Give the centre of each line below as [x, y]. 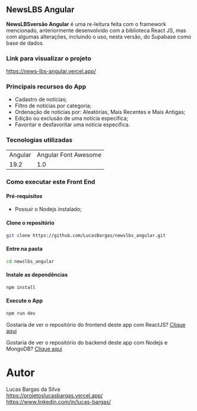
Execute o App [25, 301]
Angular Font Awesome [69, 155]
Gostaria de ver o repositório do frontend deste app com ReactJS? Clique [96, 324]
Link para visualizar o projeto [49, 58]
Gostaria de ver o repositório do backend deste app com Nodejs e [87, 342]
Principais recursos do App [46, 87]
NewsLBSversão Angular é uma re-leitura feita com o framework [86, 24]
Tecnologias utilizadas [39, 140]
